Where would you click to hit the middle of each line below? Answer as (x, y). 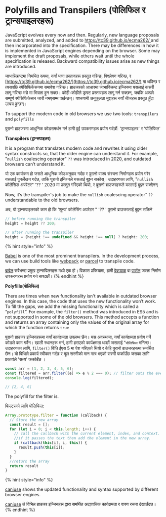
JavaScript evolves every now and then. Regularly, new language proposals (82, 35)
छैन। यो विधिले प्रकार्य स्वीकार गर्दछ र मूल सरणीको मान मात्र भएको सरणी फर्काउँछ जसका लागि (77, 354)
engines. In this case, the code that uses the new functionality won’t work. (81, 302)
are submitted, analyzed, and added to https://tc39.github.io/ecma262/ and (82, 40)
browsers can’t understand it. (35, 164)
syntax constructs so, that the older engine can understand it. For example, (82, 153)
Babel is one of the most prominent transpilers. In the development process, (82, 256)
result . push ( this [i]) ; (41, 448)
